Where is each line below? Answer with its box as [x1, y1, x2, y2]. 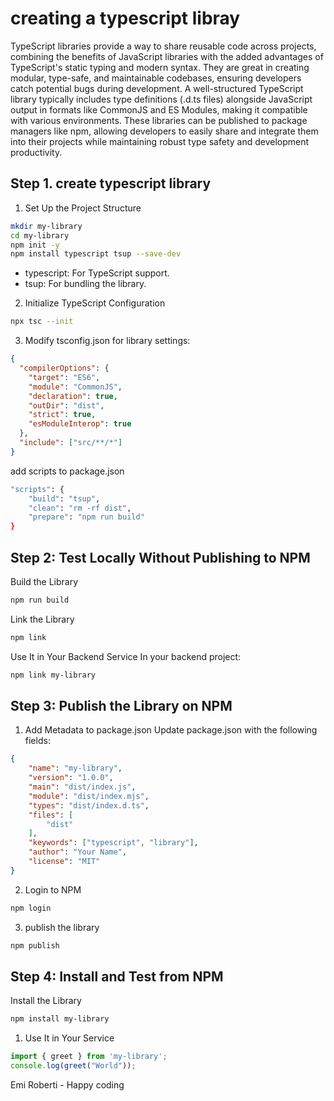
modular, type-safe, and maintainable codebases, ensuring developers [10, 72, 302, 84]
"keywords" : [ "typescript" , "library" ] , [28, 838, 199, 848]
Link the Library [10, 613, 75, 625]
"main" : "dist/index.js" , [28, 782, 137, 792]
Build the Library [10, 575, 79, 587]
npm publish [10, 940, 60, 951]
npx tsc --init [10, 317, 74, 327]
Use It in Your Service [24, 1032, 115, 1044]
